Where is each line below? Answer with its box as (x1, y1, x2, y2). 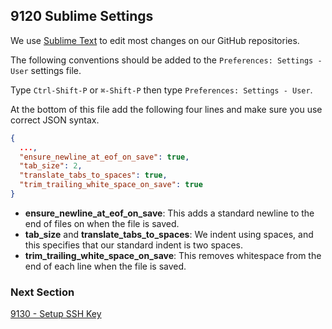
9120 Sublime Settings (10, 8, 154, 25)
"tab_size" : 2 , (19, 161, 83, 171)
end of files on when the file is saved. (24, 217, 180, 229)
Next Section (10, 285, 75, 299)
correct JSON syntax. (10, 114, 100, 126)
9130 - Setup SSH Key (10, 308, 102, 320)
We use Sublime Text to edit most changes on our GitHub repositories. (10, 34, 300, 46)
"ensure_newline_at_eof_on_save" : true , (19, 152, 190, 162)
